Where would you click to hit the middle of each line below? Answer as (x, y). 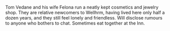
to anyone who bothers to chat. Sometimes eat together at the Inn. (75, 23)
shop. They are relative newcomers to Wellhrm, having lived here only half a (85, 12)
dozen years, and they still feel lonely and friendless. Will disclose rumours (84, 18)
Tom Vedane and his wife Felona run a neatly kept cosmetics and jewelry (82, 7)
